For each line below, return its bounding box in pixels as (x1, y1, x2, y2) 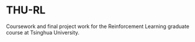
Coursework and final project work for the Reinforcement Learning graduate (6, 23, 190, 30)
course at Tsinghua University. (6, 29, 80, 36)
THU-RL (6, 3, 46, 17)
